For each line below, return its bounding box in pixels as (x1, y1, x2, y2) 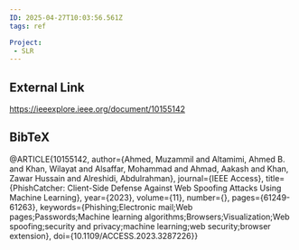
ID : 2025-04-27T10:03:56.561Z (9, 13, 124, 23)
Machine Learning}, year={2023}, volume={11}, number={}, (9, 191, 230, 203)
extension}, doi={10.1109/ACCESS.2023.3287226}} (9, 230, 199, 241)
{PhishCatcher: (9, 182, 66, 193)
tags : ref (9, 22, 47, 31)
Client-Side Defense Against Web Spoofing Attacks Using (67, 182, 282, 193)
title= (266, 172, 285, 183)
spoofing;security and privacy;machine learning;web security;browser (9, 220, 271, 231)
